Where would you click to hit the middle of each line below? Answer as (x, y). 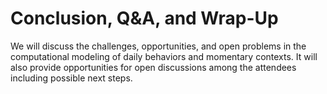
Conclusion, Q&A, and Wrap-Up (144, 18)
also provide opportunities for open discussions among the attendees (153, 67)
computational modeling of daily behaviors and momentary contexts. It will (164, 56)
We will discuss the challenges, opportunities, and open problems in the (158, 46)
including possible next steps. (71, 78)
